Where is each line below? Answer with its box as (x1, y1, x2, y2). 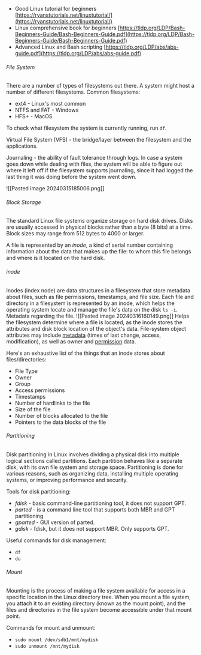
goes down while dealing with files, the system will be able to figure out (6, 160, 182, 168)
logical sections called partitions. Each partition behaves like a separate (6, 457, 182, 464)
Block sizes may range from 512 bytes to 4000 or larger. (6, 230, 145, 237)
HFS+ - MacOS (14, 113, 53, 120)
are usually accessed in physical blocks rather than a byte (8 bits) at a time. (6, 223, 193, 231)
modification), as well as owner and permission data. (6, 337, 136, 345)
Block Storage (6, 198, 41, 206)
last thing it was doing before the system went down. (6, 174, 136, 181)
